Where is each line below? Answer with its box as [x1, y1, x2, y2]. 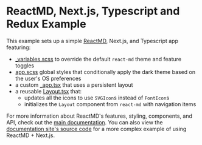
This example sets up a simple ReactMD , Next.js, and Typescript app [6, 37, 178, 44]
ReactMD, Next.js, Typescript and [6, 4, 180, 18]
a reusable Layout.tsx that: [15, 87, 82, 95]
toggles [15, 62, 35, 69]
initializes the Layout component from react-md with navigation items [24, 100, 197, 107]
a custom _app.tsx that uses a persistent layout [15, 81, 133, 89]
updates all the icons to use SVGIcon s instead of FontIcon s [24, 94, 170, 101]
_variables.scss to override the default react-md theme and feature [15, 55, 181, 62]
